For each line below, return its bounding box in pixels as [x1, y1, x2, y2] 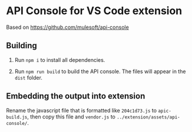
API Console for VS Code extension [6, 4, 183, 18]
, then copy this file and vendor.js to [27, 113, 116, 120]
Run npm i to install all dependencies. [14, 56, 105, 63]
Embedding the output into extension [6, 91, 145, 101]
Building [6, 41, 37, 51]
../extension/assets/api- [117, 114, 181, 120]
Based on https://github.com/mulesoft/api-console [6, 24, 130, 31]
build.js [6, 114, 28, 120]
